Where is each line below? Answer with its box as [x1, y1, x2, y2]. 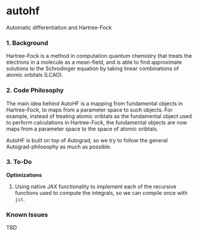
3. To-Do [6, 158, 32, 166]
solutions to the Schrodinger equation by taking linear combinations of [6, 65, 179, 72]
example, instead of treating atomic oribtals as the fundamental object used [6, 112, 192, 120]
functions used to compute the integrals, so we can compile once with [14, 189, 188, 196]
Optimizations [6, 171, 42, 178]
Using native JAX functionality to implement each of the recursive [14, 183, 177, 190]
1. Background [6, 39, 49, 47]
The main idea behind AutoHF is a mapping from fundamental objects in [6, 100, 183, 107]
